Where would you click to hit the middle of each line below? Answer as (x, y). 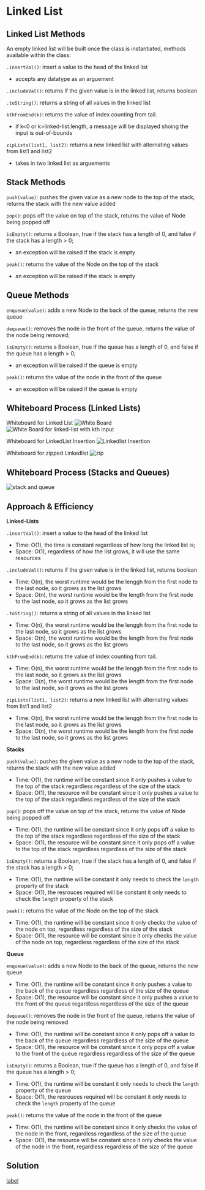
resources (28, 558)
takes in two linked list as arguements (62, 163)
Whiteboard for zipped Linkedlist (47, 453)
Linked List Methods (46, 34)
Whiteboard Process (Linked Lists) (73, 408)
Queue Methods (38, 295)
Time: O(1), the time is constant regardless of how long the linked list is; (105, 545)
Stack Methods (36, 182)
